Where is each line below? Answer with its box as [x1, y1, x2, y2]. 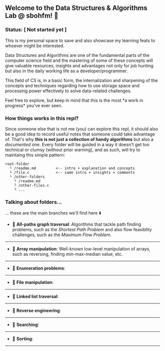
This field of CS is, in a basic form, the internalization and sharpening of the [5, 77, 158, 83]
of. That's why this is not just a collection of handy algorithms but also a [5, 136, 154, 142]
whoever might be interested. [5, 43, 65, 49]
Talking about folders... [5, 198, 62, 205]
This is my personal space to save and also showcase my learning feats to [5, 37, 156, 43]
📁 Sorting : [12, 336, 33, 342]
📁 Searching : [12, 322, 39, 328]
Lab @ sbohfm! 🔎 [5, 12, 58, 20]
